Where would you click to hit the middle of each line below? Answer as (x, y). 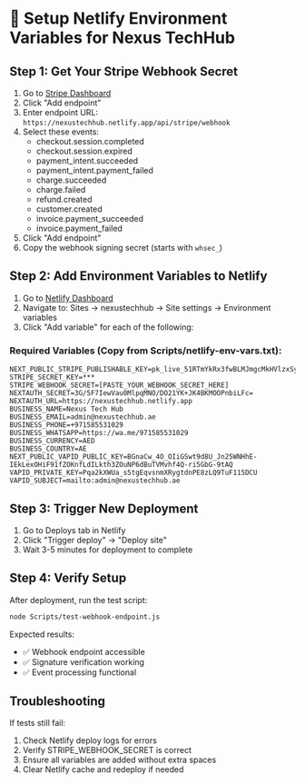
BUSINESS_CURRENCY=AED (52, 441)
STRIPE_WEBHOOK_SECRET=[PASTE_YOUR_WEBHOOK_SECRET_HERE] (119, 385)
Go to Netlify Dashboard (68, 298)
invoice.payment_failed (79, 228)
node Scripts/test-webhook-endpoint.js (85, 617)
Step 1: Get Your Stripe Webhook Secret (124, 71)
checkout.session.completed (90, 141)
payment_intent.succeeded (87, 161)
